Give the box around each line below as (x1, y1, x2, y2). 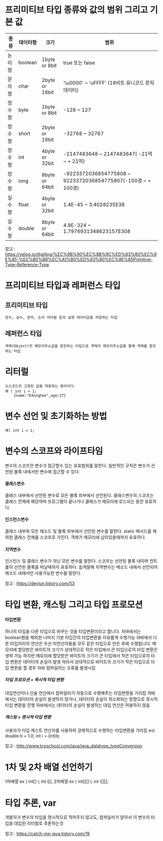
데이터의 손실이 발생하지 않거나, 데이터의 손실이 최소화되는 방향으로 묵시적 (17, 696, 158, 702)
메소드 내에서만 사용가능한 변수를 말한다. (5, 570, 81, 576)
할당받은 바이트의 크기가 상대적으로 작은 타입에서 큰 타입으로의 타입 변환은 (17, 647, 158, 652)
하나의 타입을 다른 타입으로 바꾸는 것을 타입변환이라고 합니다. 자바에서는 (5, 628, 141, 634)
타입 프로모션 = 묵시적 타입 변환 (5, 677, 64, 683)
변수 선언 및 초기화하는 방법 (5, 411, 107, 422)
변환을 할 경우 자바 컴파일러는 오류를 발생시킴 (10, 665, 96, 670)
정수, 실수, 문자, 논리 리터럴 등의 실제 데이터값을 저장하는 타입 (5, 315, 118, 320)
